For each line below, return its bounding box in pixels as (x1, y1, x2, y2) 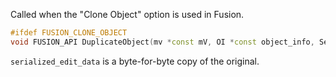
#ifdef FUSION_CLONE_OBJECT (10, 28, 128, 38)
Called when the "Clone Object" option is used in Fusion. (10, 9, 245, 20)
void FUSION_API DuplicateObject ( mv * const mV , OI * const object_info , (10, 37, 315, 47)
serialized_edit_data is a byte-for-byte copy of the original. (10, 55, 260, 67)
